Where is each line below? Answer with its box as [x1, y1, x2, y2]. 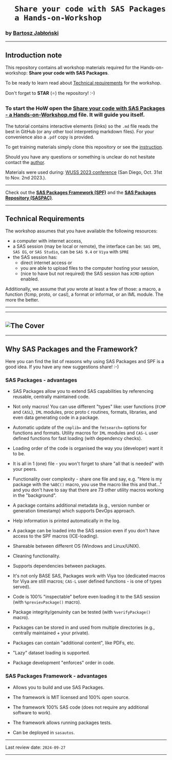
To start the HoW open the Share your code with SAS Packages [5, 105, 165, 112]
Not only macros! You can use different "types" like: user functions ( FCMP [12, 404, 166, 410]
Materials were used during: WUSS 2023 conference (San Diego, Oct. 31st [5, 169, 162, 175]
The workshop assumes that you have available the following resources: [5, 228, 158, 234]
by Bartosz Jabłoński [5, 30, 59, 37]
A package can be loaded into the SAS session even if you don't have [12, 528, 160, 534]
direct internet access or [20, 259, 73, 266]
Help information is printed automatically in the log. [12, 517, 121, 524]
